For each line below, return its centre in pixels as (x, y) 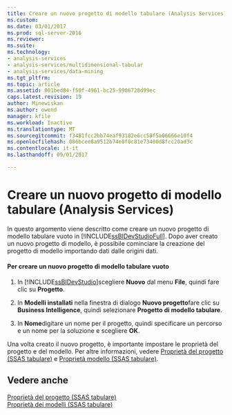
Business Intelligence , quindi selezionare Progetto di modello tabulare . (119, 310)
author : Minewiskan (35, 104)
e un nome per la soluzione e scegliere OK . (78, 331)
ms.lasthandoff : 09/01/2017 (48, 155)
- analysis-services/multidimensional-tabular (75, 65)
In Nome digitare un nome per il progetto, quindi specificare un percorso (119, 324)
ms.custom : (23, 20)
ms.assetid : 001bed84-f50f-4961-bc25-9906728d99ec (81, 90)
